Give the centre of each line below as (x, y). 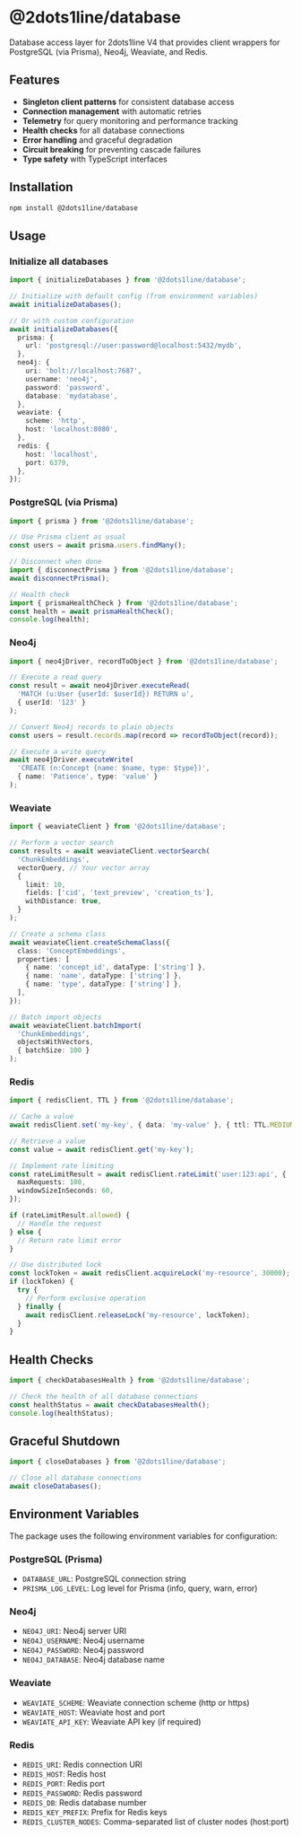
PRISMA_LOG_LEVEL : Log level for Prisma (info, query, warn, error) (140, 1588)
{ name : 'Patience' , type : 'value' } (88, 777)
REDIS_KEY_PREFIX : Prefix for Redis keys (95, 1813)
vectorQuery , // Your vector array (84, 868)
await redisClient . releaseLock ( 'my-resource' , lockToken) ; (138, 1315)
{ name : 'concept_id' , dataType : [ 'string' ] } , (116, 968)
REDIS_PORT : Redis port (64, 1784)
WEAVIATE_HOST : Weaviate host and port (94, 1712)
